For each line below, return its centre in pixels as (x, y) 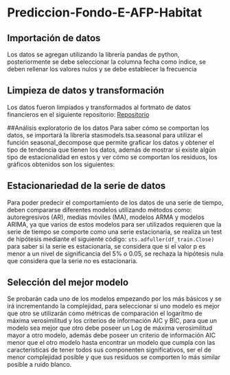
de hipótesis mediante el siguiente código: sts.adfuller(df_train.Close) (111, 239)
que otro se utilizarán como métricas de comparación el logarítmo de (105, 313)
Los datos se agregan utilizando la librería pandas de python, (93, 54)
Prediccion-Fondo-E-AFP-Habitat (105, 13)
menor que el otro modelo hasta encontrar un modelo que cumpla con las (111, 343)
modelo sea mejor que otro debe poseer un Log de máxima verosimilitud (110, 328)
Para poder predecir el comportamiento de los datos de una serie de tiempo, (115, 202)
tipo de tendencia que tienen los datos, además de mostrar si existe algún (112, 150)
